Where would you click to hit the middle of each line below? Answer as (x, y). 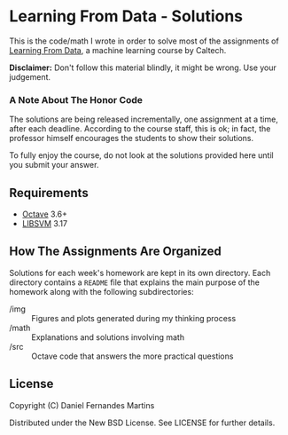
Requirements (49, 193)
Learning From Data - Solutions (126, 16)
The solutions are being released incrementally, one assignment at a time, (144, 119)
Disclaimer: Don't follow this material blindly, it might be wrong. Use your (143, 67)
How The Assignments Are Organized (115, 252)
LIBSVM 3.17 (45, 224)
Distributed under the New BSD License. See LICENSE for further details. (142, 423)
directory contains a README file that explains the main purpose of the (134, 282)
